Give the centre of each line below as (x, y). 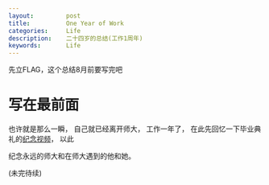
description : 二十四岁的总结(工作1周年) (76, 38)
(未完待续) (25, 173)
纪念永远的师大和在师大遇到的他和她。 (72, 156)
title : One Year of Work (66, 23)
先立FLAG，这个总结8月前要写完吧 (66, 70)
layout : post (45, 16)
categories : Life (45, 31)
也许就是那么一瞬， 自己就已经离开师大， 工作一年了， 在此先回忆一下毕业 (131, 129)
